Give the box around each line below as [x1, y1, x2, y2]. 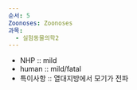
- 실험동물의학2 [15, 33, 60, 42]
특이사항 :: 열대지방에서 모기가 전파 [19, 73, 129, 84]
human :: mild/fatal [19, 65, 82, 74]
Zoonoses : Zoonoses [8, 19, 73, 27]
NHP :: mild [19, 56, 57, 65]
